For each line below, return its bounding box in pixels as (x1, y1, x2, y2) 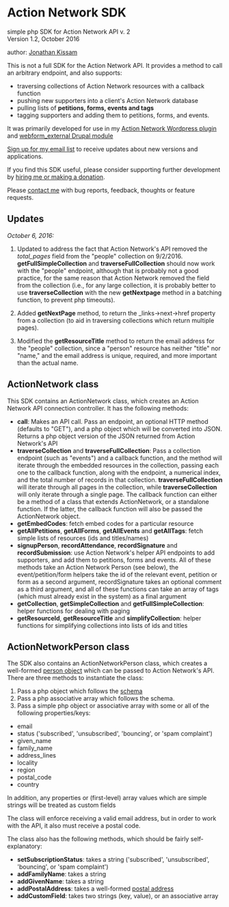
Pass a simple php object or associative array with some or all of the (16, 701, 210, 710)
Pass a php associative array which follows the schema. (16, 694, 175, 703)
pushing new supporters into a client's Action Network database (16, 96, 199, 104)
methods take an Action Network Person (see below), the (16, 563, 179, 571)
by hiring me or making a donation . (7, 173, 105, 181)
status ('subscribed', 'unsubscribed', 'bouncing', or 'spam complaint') (16, 729, 213, 738)
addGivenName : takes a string (16, 878, 104, 886)
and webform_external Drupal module (7, 132, 113, 140)
